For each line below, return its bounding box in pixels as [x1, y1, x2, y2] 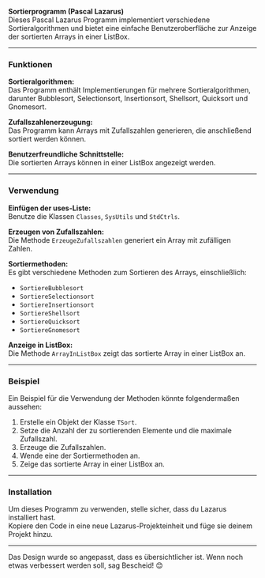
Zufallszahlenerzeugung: [8, 118, 93, 127]
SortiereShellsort [19, 309, 80, 317]
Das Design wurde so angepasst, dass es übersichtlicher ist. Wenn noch [8, 553, 244, 562]
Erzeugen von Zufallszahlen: [8, 227, 105, 236]
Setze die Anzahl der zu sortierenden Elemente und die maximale [19, 425, 233, 435]
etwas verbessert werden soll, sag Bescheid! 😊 [8, 561, 163, 570]
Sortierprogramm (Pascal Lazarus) [8, 7, 125, 16]
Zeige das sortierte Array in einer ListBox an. [19, 459, 165, 469]
